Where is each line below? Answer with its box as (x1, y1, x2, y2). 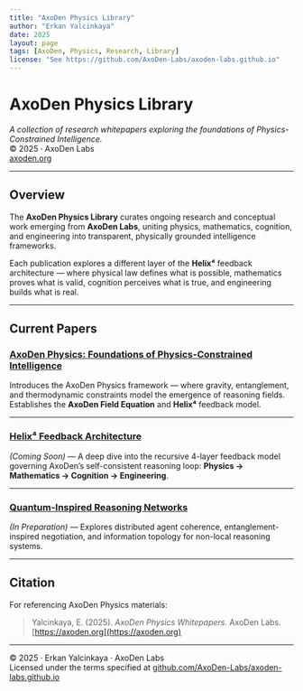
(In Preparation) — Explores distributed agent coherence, (9, 521, 223, 533)
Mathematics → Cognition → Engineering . (9, 470, 170, 481)
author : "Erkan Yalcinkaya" (9, 22, 115, 31)
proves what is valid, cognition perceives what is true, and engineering (9, 276, 272, 287)
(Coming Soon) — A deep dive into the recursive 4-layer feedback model (9, 451, 281, 462)
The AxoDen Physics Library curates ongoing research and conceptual (9, 211, 276, 222)
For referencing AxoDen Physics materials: (9, 599, 169, 610)
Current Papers (9, 322, 97, 337)
